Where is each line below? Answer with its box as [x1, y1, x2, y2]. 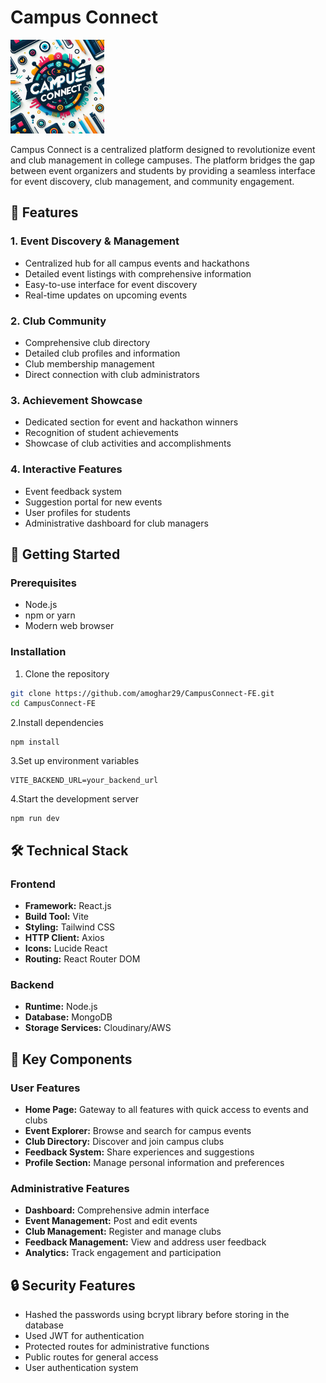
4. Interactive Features [10, 462, 123, 476]
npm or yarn [24, 609, 76, 621]
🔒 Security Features [10, 1277, 136, 1294]
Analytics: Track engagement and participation [24, 1247, 222, 1259]
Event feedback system [24, 485, 123, 497]
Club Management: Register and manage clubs [24, 1226, 222, 1238]
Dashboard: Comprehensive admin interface [24, 1204, 210, 1216]
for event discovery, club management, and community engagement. [10, 175, 295, 187]
